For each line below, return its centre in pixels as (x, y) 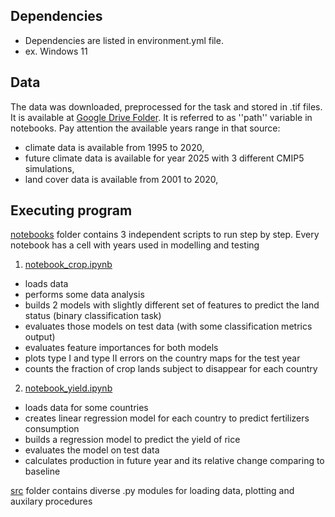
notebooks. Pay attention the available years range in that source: (145, 128)
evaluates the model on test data (92, 450)
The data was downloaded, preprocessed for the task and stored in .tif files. (166, 106)
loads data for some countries (86, 408)
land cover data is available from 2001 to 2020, (121, 179)
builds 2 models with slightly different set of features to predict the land (172, 305)
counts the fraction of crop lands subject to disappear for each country (171, 369)
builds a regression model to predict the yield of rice (132, 440)
